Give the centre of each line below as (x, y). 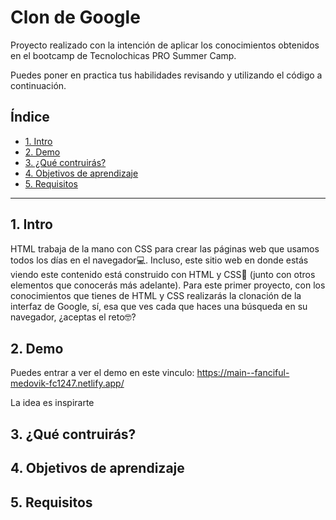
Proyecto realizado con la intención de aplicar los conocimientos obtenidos (165, 45)
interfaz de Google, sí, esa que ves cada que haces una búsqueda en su (159, 306)
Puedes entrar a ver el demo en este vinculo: (102, 373)
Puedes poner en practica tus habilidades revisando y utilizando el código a (166, 75)
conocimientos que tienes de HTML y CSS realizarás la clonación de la (156, 295)
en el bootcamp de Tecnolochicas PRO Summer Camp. (123, 55)
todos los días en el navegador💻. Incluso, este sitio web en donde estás (159, 260)
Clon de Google (75, 17)
